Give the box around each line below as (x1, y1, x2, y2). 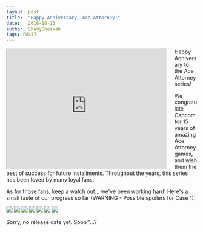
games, (175, 150, 193, 158)
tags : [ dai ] (6, 32, 36, 38)
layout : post (6, 9, 39, 15)
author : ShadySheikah (6, 26, 61, 32)
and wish (175, 157, 198, 164)
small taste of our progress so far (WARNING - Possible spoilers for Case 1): (6, 194, 196, 202)
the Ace (175, 67, 194, 75)
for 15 (175, 118, 189, 125)
